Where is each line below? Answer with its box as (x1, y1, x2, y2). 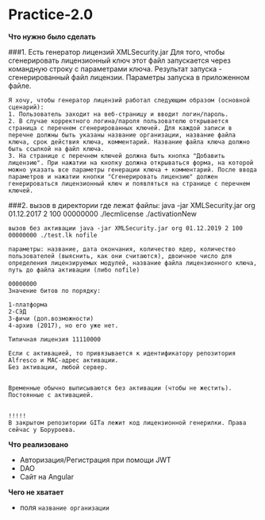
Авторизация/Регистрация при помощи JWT (19, 455, 171, 464)
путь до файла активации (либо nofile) (8, 266, 140, 274)
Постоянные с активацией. (8, 391, 94, 399)
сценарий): (8, 103, 44, 111)
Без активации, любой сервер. (8, 363, 109, 371)
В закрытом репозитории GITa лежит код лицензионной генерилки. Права (8, 418, 247, 426)
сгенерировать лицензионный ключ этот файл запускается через (8, 56, 232, 65)
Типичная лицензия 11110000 (8, 335, 102, 343)
